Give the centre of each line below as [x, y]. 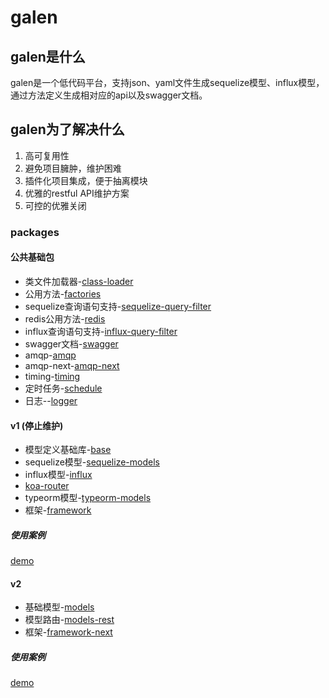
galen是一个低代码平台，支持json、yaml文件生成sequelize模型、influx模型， [167, 82]
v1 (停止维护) [37, 425]
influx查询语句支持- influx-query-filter [101, 331]
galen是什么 [48, 56]
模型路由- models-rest [69, 620]
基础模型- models [59, 607]
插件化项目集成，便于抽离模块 [86, 180]
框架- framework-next [68, 632]
